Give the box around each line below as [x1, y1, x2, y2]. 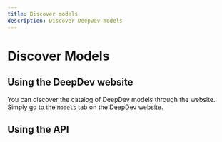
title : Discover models [7, 10, 79, 18]
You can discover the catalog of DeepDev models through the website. [7, 95, 216, 103]
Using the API [7, 123, 69, 136]
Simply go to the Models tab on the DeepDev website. [7, 103, 163, 111]
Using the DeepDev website [7, 76, 133, 88]
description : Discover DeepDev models [7, 17, 123, 24]
